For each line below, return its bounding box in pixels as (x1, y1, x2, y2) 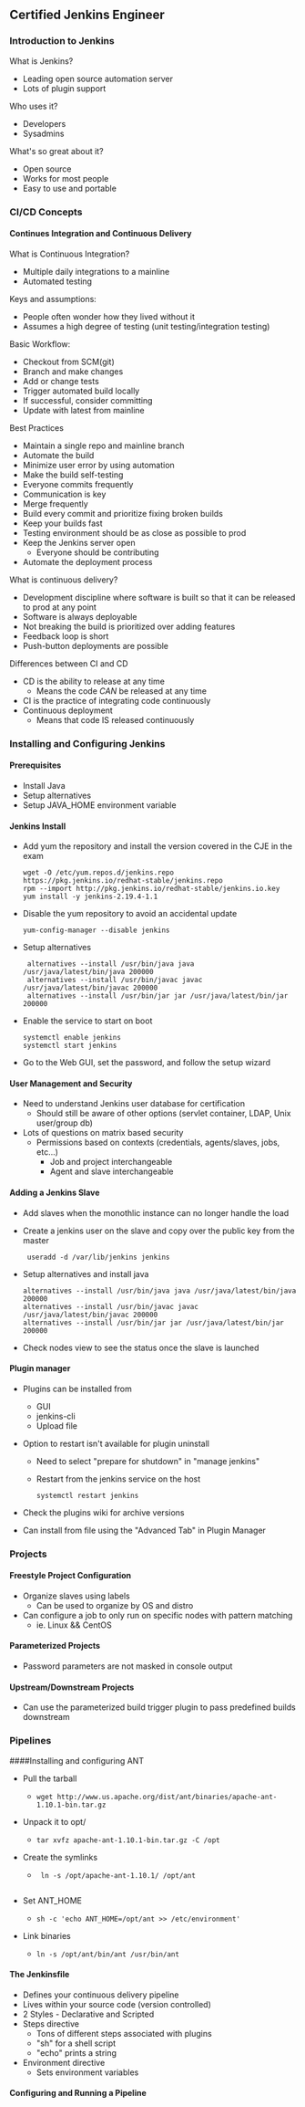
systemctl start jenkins (22, 1041, 117, 1051)
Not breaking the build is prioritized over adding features (22, 621, 236, 632)
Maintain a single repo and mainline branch (22, 440, 185, 451)
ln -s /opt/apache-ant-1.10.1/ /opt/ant (40, 1871, 196, 1880)
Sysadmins (22, 128, 65, 139)
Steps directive (22, 2018, 80, 2029)
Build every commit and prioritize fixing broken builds (22, 508, 223, 519)
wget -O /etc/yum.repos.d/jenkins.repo (22, 868, 175, 877)
